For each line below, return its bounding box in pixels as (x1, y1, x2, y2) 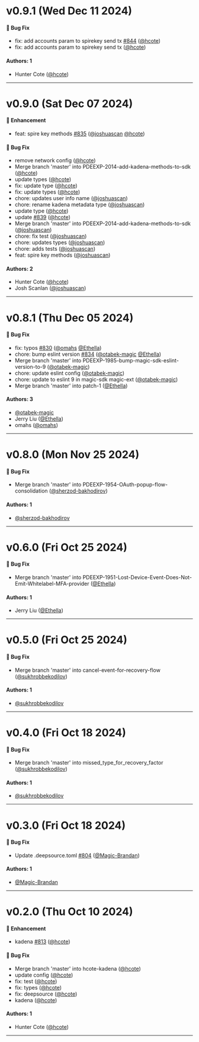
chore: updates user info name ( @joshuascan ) (14, 195, 129, 202)
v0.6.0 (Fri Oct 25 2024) (6, 541, 127, 554)
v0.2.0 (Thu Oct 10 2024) (6, 905, 133, 918)
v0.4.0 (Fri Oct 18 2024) (6, 726, 126, 739)
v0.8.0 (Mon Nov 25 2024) (6, 448, 140, 462)
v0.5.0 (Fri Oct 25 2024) (6, 633, 127, 647)
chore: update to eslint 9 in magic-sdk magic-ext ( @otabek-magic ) (14, 375, 178, 383)
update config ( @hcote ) (14, 971, 73, 978)
